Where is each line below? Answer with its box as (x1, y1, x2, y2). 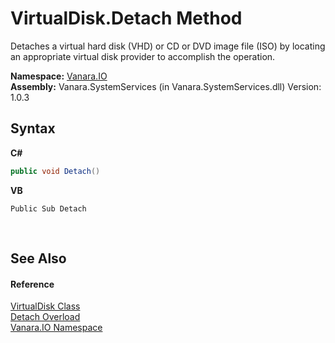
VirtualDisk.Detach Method (10, 7, 243, 30)
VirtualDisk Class (10, 300, 81, 312)
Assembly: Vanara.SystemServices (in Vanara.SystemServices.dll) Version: (10, 80, 322, 92)
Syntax (10, 120, 56, 137)
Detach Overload (10, 311, 81, 323)
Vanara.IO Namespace (10, 322, 103, 334)
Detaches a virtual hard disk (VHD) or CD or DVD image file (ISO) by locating (10, 40, 326, 52)
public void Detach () (10, 166, 101, 176)
